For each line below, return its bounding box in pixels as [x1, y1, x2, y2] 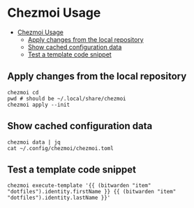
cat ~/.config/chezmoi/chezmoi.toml [7, 144, 114, 151]
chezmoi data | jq [7, 138, 61, 146]
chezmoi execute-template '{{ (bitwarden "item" [7, 182, 151, 189]
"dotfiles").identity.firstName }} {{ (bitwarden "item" [7, 188, 177, 195]
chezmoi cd [7, 89, 39, 96]
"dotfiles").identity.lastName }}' [7, 194, 111, 202]
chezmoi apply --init [7, 101, 70, 108]
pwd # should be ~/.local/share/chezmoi [7, 95, 127, 102]
